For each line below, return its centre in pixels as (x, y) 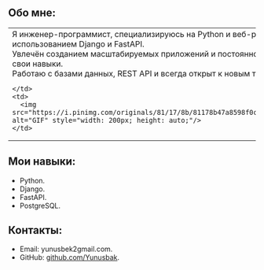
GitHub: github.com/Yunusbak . (70, 257)
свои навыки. (38, 64)
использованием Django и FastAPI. (78, 44)
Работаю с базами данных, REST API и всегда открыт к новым (131, 73)
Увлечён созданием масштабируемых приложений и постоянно (135, 54)
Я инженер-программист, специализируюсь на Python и (121, 34)
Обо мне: (32, 13)
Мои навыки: (42, 162)
